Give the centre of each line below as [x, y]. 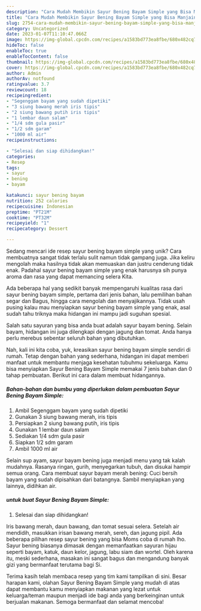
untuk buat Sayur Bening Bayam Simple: [58, 499]
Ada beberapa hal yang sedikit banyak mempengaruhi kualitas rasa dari [95, 288]
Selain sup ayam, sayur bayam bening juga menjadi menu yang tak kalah [96, 460]
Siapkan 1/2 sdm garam [44, 442]
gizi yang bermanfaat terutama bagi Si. [54, 564]
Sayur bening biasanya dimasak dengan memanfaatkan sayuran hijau [92, 545]
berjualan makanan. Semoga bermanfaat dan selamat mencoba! [85, 601]
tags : [13, 168]
